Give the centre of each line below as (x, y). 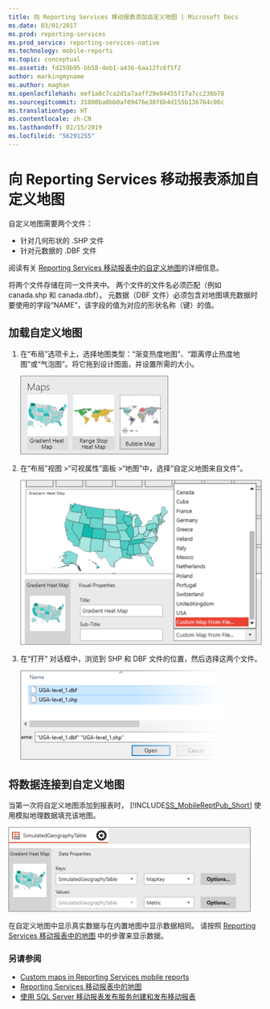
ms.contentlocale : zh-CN (50, 119)
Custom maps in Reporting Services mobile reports (104, 977)
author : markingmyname (46, 77)
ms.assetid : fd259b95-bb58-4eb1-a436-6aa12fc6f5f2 (95, 69)
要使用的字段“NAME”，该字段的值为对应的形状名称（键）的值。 (113, 305)
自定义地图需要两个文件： (51, 223)
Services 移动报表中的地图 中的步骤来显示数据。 (88, 936)
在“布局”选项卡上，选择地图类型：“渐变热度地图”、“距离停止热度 (126, 354)
